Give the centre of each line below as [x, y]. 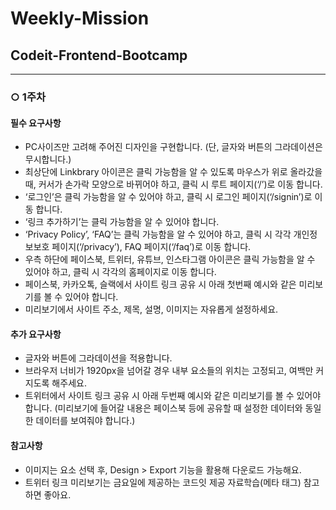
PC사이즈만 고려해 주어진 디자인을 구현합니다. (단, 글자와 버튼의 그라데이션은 [173, 147]
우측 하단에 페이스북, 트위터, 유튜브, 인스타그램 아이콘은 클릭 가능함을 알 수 [170, 259]
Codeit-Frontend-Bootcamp [99, 55]
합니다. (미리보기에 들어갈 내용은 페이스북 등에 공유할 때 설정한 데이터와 [163, 408]
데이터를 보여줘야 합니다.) [85, 421]
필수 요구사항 [36, 123]
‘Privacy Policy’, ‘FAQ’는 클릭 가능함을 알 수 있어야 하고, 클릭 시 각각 [158, 234]
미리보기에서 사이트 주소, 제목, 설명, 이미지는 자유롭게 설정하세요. [151, 309]
